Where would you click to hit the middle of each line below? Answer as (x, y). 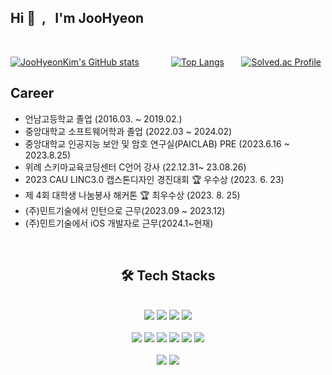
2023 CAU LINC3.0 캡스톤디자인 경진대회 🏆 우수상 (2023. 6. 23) (154, 179)
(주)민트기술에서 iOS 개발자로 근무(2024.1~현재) (119, 223)
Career (32, 93)
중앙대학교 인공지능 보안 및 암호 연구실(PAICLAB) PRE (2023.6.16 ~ (157, 143)
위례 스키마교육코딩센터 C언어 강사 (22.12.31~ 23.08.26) (135, 167)
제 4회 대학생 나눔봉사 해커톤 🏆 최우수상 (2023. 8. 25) (132, 195)
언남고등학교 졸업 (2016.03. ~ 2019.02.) (103, 118)
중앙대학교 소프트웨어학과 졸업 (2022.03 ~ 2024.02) (128, 131)
